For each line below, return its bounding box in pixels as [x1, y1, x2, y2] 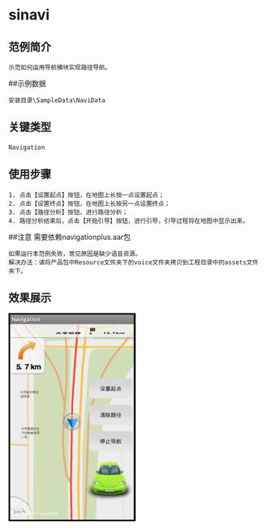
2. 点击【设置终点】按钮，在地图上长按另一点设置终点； [8, 199, 170, 207]
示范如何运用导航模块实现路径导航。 [8, 63, 112, 71]
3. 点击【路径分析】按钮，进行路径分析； [8, 208, 128, 216]
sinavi [8, 6, 50, 24]
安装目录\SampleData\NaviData [8, 96, 106, 105]
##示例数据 [8, 79, 46, 88]
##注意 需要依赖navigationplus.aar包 [8, 232, 131, 241]
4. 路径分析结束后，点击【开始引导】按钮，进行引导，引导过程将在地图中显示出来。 [8, 216, 249, 224]
